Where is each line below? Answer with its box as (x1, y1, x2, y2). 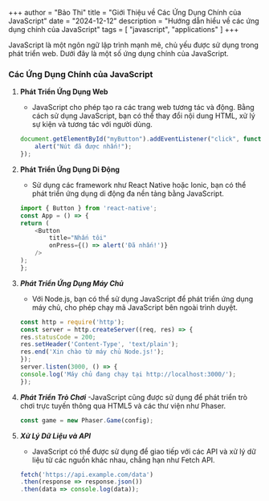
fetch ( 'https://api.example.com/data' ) (19, 470, 154, 479)
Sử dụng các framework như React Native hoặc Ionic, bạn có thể (31, 180, 247, 189)
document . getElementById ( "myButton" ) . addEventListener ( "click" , (19, 135, 240, 144)
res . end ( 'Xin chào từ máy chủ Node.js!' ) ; (19, 348, 165, 356)
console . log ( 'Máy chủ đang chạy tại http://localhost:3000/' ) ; (19, 370, 237, 378)
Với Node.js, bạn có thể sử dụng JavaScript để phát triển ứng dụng (31, 294, 254, 303)
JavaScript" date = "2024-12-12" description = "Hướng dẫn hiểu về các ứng (8, 16, 259, 26)
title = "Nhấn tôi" (49, 234, 107, 242)
